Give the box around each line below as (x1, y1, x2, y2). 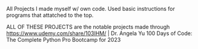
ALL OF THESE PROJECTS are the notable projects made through (6, 24, 170, 30)
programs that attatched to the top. (6, 11, 94, 19)
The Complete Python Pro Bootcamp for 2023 (6, 36, 121, 43)
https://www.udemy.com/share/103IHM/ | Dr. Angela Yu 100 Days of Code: (6, 30, 193, 37)
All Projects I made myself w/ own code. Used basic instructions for (6, 5, 176, 12)
